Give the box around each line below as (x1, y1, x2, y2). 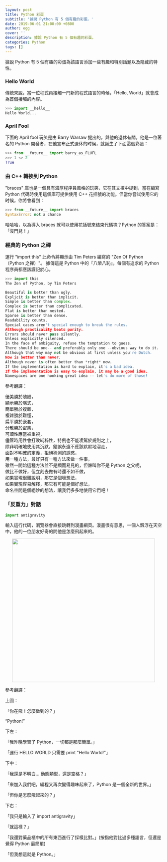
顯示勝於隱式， (5, 400, 36, 406)
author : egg (5, 26, 30, 31)
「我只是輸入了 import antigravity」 (5, 813, 78, 819)
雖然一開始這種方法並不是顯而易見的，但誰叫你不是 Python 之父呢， (5, 462, 144, 468)
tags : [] (5, 44, 23, 49)
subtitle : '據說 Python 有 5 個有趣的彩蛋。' (5, 16, 93, 21)
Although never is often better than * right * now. (5, 359, 112, 364)
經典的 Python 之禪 (5, 242, 51, 249)
